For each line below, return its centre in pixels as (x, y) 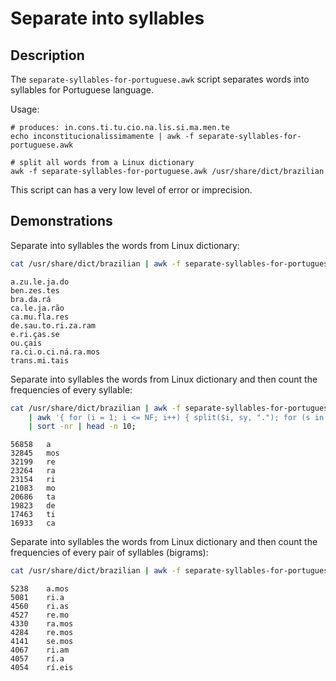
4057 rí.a (37, 659)
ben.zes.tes (35, 290)
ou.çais (26, 343)
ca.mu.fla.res (40, 317)
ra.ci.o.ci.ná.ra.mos (55, 352)
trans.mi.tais (40, 360)
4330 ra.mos (42, 624)
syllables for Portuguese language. (82, 90)
